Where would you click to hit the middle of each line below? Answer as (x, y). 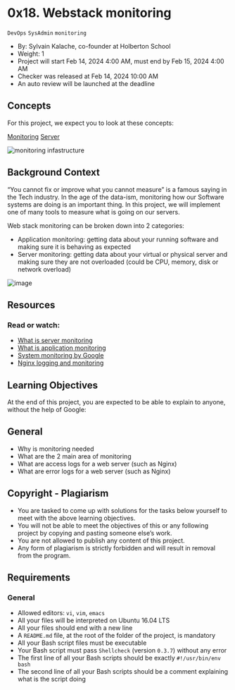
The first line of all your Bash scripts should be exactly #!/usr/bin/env (119, 658)
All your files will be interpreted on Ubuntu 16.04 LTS (94, 621)
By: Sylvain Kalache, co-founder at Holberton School (94, 46)
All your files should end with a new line (75, 628)
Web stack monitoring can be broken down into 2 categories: (96, 225)
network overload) (44, 269)
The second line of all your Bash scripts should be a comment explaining (123, 672)
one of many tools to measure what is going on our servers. (94, 212)
